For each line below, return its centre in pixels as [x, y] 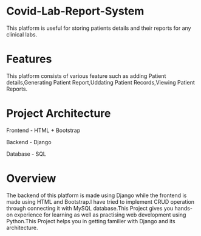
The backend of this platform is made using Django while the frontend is [97, 195]
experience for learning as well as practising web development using [100, 215]
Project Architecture [59, 113]
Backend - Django [29, 142]
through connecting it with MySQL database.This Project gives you [90, 208]
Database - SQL [26, 154]
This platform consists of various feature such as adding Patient [86, 76]
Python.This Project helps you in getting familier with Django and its [91, 221]
